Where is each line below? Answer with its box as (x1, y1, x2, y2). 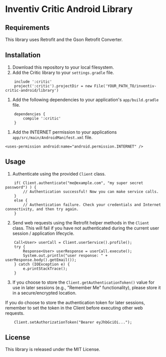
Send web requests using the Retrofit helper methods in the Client (12, 219, 149, 225)
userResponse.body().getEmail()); (5, 257, 77, 262)
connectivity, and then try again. (5, 206, 79, 211)
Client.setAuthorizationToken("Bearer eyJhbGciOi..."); (14, 320, 133, 325)
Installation (5, 51, 41, 59)
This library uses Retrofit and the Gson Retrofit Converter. (5, 36, 123, 42)
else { (14, 198, 28, 203)
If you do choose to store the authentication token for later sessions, (5, 299, 145, 305)
